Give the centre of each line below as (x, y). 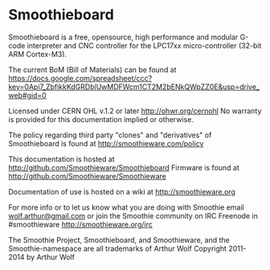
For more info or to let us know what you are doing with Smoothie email (126, 207)
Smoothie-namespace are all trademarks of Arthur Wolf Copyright (118, 248)
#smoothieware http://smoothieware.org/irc (80, 224)
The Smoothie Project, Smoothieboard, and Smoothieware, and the (119, 239)
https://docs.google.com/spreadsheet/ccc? (80, 78)
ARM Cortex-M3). (37, 54)
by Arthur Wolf (51, 257)
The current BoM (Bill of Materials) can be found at (92, 69)
